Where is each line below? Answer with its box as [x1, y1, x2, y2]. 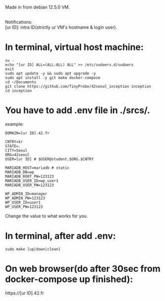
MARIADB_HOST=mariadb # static [5, 165, 70, 170]
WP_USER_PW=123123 [5, 204, 43, 209]
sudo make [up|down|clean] [5, 247, 61, 251]
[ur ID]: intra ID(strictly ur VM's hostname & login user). [5, 24, 118, 30]
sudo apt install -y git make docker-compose [5, 75, 100, 80]
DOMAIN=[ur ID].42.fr [5, 131, 50, 136]
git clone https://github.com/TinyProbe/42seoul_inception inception [5, 84, 152, 89]
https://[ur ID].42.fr [5, 290, 44, 296]
